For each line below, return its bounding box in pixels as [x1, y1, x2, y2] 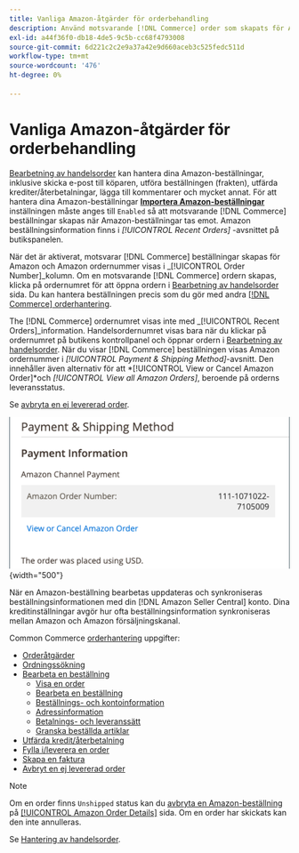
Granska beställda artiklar [35, 726, 130, 736]
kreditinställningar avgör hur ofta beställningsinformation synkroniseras [9, 606, 271, 617]
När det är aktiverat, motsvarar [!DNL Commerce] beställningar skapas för [9, 251, 280, 262]
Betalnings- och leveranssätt [35, 716, 141, 727]
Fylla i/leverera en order [21, 744, 109, 755]
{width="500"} [9, 570, 64, 581]
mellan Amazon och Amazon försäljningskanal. [9, 616, 181, 626]
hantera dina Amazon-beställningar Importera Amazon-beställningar [9, 196, 265, 206]
